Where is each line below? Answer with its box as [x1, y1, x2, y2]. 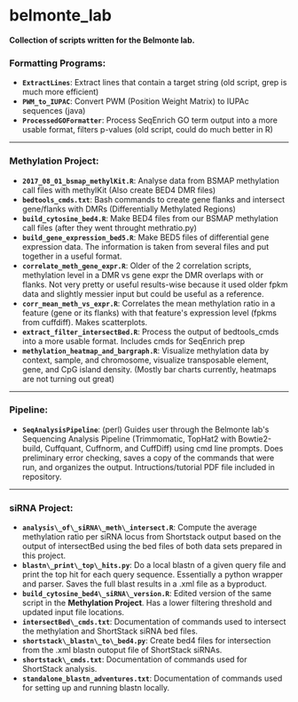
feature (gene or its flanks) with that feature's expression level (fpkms [21, 307, 278, 318]
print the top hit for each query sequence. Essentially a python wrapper [21, 570, 284, 580]
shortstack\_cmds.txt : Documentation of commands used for [21, 654, 247, 665]
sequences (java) [21, 106, 86, 116]
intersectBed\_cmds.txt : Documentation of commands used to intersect [21, 617, 286, 627]
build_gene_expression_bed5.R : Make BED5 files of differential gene [21, 232, 270, 243]
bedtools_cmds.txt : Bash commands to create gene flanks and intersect [21, 194, 286, 204]
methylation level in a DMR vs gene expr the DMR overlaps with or [21, 269, 264, 280]
